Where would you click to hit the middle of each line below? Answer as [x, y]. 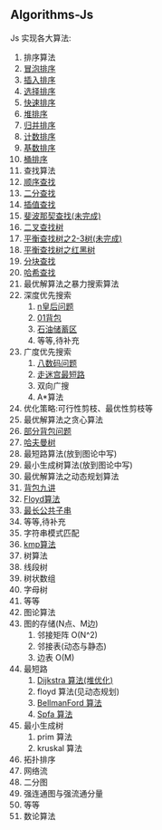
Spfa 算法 [55, 714]
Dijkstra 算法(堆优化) [75, 680]
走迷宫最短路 [61, 374]
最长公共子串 [47, 510]
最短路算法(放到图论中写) [70, 453]
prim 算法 [55, 737]
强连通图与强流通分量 [63, 793]
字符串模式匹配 [51, 533]
